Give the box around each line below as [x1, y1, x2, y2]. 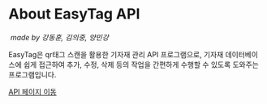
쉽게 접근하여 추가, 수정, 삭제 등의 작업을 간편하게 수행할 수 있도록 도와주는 [23, 60, 260, 69]
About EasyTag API [8, 5, 140, 23]
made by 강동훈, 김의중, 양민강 [10, 32, 110, 42]
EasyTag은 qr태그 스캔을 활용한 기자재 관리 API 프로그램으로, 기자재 [8, 49, 224, 59]
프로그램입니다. [8, 69, 57, 79]
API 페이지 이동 [8, 86, 57, 97]
